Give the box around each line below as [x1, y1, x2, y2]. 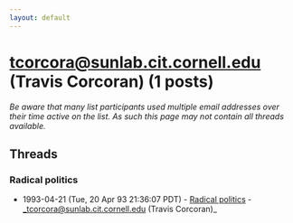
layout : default [9, 13, 71, 23]
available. [9, 120, 47, 131]
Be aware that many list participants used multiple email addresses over [9, 101, 280, 112]
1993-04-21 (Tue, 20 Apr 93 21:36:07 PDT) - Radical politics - [22, 194, 252, 205]
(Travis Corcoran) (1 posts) [9, 71, 214, 91]
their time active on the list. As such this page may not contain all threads [9, 110, 285, 122]
